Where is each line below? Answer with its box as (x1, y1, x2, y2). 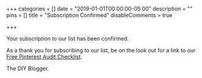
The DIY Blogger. (6, 65, 49, 72)
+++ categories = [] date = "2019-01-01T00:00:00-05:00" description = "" (6, 5, 193, 12)
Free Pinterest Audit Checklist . (6, 53, 83, 60)
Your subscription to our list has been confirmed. (6, 35, 129, 42)
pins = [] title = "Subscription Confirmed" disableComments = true (6, 11, 173, 19)
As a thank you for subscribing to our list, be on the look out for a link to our (6, 47, 196, 54)
